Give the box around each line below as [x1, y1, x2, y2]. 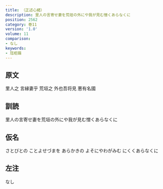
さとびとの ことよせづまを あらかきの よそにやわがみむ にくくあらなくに [5, 147, 159, 154]
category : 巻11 [5, 22, 37, 27]
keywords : [5, 46, 27, 51]
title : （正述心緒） [5, 7, 45, 13]
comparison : [5, 36, 31, 42]
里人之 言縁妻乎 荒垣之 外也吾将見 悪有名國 [5, 85, 96, 91]
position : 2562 [5, 17, 38, 22]
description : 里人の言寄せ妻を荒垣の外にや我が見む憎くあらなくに [5, 12, 131, 17]
